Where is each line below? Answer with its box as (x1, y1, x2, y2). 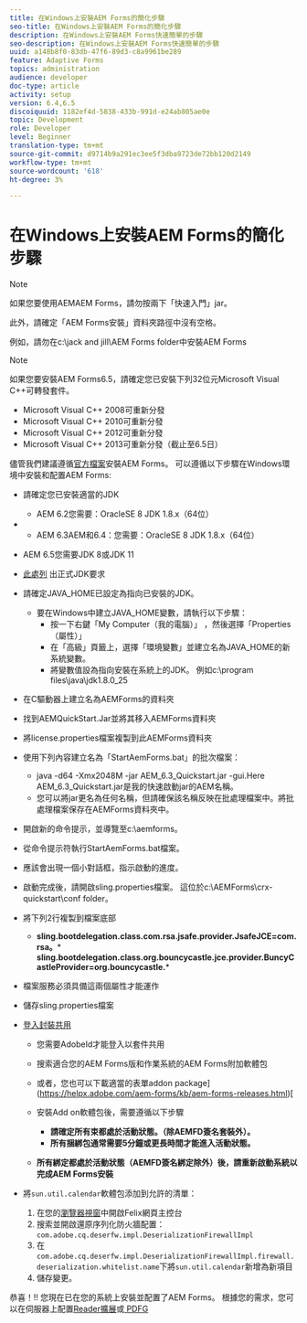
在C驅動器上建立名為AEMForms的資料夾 (22, 694, 175, 705)
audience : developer (9, 73, 89, 82)
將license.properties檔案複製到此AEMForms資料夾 (22, 732, 213, 743)
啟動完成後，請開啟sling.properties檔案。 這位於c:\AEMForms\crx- (22, 881, 273, 892)
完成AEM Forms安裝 (36, 1168, 114, 1179)
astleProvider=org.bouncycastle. (36, 962, 166, 973)
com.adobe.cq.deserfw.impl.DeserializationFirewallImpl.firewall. (36, 1252, 295, 1262)
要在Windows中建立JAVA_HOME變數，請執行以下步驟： (36, 607, 249, 618)
